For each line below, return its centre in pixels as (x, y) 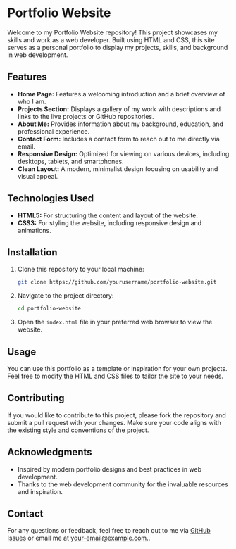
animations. (34, 230)
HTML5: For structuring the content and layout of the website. (108, 215)
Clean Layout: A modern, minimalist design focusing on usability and (118, 169)
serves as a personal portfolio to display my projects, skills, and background (118, 47)
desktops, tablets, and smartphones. (71, 161)
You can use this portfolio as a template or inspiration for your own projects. (117, 368)
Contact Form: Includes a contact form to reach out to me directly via (118, 139)
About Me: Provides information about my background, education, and (120, 124)
